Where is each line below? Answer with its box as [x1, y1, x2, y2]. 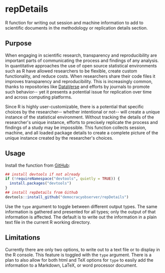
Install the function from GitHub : [5, 162, 70, 168]
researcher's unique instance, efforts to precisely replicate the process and [5, 119, 158, 125]
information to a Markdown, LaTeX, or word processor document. [5, 262, 138, 268]
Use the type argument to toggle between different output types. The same [5, 203, 158, 210]
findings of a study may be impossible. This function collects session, [5, 124, 147, 130]
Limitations [5, 234, 40, 242]
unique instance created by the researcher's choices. [5, 135, 113, 141]
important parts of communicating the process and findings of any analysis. [5, 58, 159, 63]
